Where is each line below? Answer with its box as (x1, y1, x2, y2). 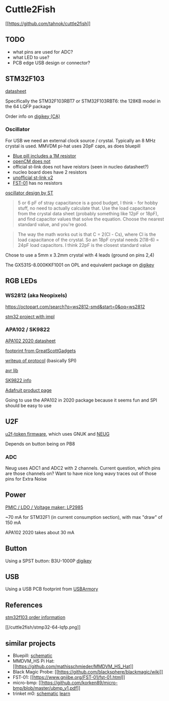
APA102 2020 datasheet (5, 338, 56, 344)
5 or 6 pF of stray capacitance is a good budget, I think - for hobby (17, 199, 158, 206)
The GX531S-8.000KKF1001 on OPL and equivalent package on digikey (5, 262, 154, 268)
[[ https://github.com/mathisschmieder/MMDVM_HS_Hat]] (12, 663, 134, 669)
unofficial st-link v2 (12, 174, 53, 181)
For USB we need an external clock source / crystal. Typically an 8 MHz (5, 137, 156, 143)
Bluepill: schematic (12, 653, 52, 659)
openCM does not (12, 158, 51, 164)
